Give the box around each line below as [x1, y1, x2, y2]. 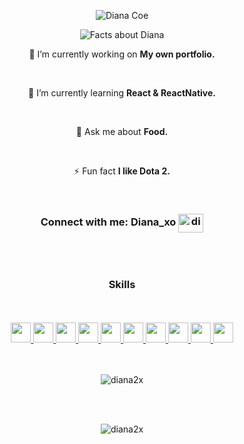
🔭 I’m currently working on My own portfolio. [28, 48, 216, 60]
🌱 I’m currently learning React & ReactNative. [28, 87, 216, 99]
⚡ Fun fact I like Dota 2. [73, 165, 171, 177]
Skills [108, 278, 136, 292]
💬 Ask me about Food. [75, 126, 169, 137]
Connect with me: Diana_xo [40, 215, 177, 229]
